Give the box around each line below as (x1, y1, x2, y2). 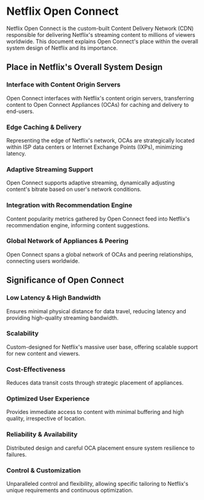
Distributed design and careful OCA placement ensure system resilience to (6, 444, 195, 451)
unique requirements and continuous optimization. (6, 486, 134, 494)
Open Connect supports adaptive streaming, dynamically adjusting (6, 179, 175, 187)
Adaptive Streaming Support (6, 165, 94, 173)
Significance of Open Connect (6, 275, 124, 286)
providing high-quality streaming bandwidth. (6, 314, 119, 321)
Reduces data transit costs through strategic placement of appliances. (6, 379, 184, 386)
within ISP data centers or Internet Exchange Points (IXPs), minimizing (6, 143, 183, 150)
